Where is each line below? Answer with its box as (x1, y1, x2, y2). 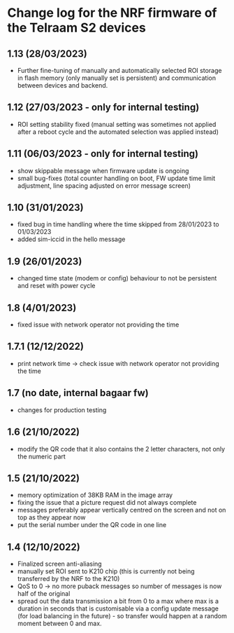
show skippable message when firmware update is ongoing (17, 166, 189, 175)
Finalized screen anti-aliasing (17, 559, 103, 569)
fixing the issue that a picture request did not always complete (17, 498, 197, 507)
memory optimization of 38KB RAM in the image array (17, 491, 173, 499)
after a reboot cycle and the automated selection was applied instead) (17, 128, 219, 136)
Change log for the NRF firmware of (7, 5, 217, 21)
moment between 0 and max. (17, 619, 103, 628)
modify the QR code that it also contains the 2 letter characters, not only (17, 444, 226, 453)
